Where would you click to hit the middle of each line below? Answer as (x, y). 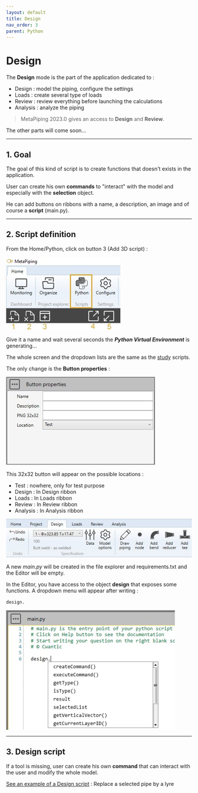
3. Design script (36, 752)
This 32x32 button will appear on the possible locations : (75, 474)
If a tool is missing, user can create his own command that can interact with (98, 766)
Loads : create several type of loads (58, 95)
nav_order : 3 (22, 25)
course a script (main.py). (38, 210)
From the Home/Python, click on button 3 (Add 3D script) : (77, 248)
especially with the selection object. (50, 193)
